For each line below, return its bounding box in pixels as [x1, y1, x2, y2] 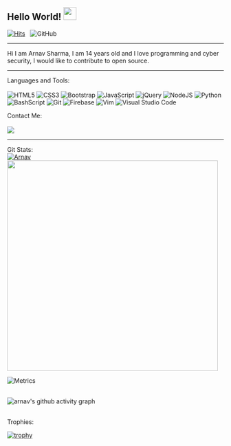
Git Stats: [7, 145, 33, 153]
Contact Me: [7, 111, 43, 120]
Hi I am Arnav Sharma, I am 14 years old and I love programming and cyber [7, 49, 219, 57]
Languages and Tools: [7, 76, 70, 85]
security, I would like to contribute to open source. [7, 56, 150, 65]
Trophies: [7, 417, 34, 426]
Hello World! [7, 11, 62, 23]
